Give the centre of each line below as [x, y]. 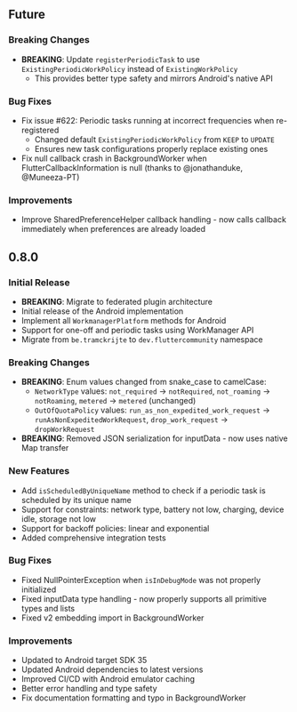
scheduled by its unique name [76, 500]
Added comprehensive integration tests [93, 538]
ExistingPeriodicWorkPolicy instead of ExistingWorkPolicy [129, 68]
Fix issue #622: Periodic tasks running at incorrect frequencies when [148, 120]
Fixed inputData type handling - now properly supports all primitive [144, 598]
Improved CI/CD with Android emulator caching [108, 679]
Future [27, 15]
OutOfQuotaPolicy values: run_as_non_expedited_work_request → [152, 410]
